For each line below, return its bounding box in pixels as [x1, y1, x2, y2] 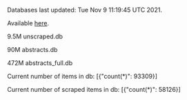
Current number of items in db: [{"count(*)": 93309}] [7, 72, 157, 80]
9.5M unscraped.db [7, 32, 63, 40]
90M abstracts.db [7, 46, 58, 53]
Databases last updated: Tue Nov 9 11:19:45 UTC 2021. [7, 6, 162, 14]
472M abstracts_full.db [7, 59, 73, 67]
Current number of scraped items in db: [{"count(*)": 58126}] [7, 86, 181, 93]
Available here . [7, 19, 50, 27]
